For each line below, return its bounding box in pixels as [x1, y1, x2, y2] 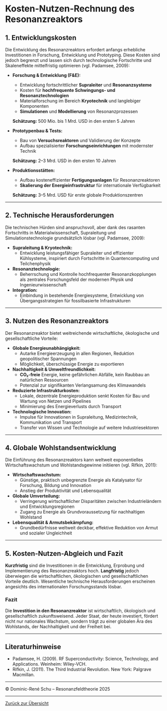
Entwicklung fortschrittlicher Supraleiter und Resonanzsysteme [19, 82, 152, 88]
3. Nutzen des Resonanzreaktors [5, 317, 109, 325]
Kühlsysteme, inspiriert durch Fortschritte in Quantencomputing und [19, 255, 159, 261]
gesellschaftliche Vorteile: [5, 335, 58, 341]
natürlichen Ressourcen [19, 377, 69, 383]
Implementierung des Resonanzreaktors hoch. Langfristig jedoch [5, 568, 139, 574]
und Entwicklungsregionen [19, 503, 75, 509]
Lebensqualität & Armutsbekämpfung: [12, 519, 93, 525]
